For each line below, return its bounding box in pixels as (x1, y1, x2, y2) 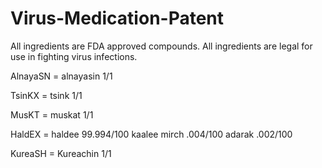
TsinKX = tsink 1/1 (10, 89, 83, 101)
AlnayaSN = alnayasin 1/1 (10, 70, 113, 82)
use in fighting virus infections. (10, 50, 138, 62)
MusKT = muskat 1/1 (10, 108, 94, 121)
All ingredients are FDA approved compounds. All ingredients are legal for (10, 40, 313, 52)
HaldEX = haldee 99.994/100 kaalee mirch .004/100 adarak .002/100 (10, 128, 293, 140)
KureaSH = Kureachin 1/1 (10, 147, 112, 159)
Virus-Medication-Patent (10, 7, 225, 30)
